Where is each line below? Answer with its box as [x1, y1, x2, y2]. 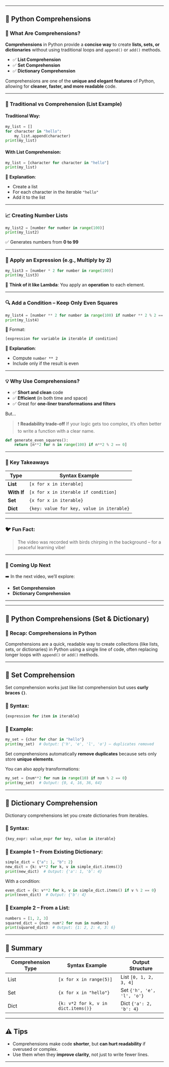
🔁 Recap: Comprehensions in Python [5, 630, 97, 637]
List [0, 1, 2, [120, 973, 154, 980]
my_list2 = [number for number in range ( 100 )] [5, 225, 105, 231]
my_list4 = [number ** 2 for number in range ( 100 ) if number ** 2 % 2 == [5, 313, 163, 318]
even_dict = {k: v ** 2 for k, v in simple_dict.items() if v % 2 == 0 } [5, 888, 156, 893]
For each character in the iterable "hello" [12, 189, 99, 195]
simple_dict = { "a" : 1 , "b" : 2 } [5, 859, 73, 865]
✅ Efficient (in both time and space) [12, 395, 88, 401]
